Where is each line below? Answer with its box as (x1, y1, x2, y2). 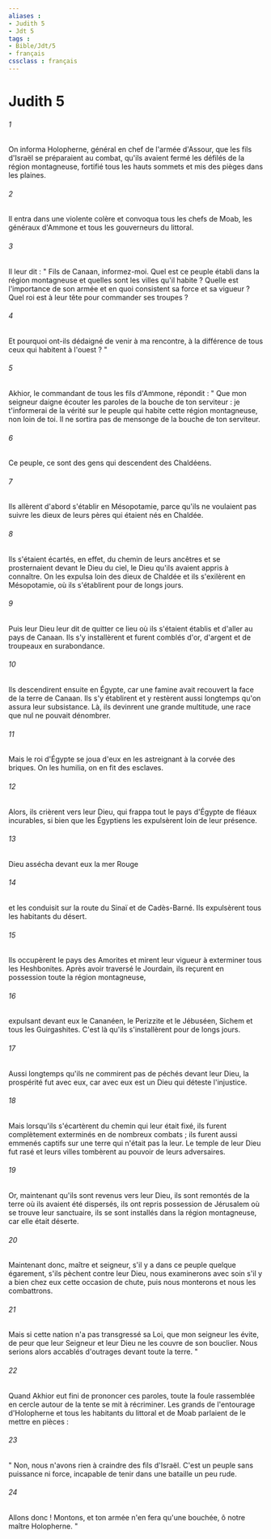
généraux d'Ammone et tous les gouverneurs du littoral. (8, 222, 194, 232)
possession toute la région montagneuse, (8, 972, 146, 982)
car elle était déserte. (8, 1216, 79, 1226)
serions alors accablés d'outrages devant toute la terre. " (8, 1347, 198, 1356)
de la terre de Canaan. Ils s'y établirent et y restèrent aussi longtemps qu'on (8, 693, 261, 703)
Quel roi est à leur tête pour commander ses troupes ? (8, 292, 188, 302)
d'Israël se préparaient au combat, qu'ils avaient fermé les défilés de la (8, 153, 245, 163)
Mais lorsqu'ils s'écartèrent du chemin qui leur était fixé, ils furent (8, 1121, 227, 1131)
